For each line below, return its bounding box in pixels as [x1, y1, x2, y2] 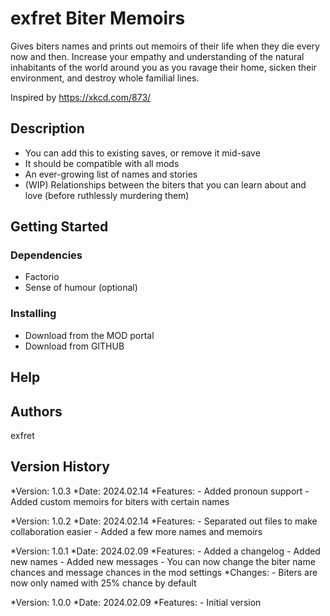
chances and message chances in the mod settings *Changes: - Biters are [10, 566, 318, 578]
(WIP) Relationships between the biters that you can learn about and [24, 178, 307, 191]
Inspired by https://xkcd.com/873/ [10, 91, 152, 103]
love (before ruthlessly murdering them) [24, 189, 190, 201]
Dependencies [10, 248, 83, 262]
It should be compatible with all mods [24, 157, 180, 169]
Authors [10, 403, 63, 420]
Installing [10, 307, 57, 321]
